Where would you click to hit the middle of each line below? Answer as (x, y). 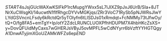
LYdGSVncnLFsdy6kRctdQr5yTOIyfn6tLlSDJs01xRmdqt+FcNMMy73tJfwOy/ (83, 18)
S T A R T (12, 7)
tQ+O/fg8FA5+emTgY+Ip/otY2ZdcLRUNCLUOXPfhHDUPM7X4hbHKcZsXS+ (83, 23)
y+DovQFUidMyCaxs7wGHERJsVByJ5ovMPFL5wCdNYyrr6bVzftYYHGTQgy (83, 28)
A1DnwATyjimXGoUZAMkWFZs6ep (41, 33)
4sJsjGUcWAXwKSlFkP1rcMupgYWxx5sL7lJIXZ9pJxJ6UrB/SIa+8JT (89, 7)
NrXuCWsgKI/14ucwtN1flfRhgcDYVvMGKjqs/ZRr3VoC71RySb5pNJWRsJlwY (83, 12)
